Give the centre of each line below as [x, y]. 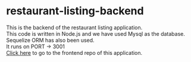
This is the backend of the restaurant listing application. [74, 27]
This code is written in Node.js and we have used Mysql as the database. [96, 33]
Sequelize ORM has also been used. [50, 40]
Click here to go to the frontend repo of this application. [74, 52]
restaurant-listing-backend [75, 11]
